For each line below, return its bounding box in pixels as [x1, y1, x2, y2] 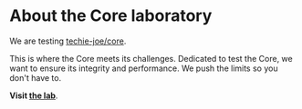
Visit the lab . [9, 90, 58, 101]
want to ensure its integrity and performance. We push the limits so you [9, 63, 278, 74]
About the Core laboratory [9, 5, 213, 26]
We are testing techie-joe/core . [9, 35, 127, 46]
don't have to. [9, 72, 62, 83]
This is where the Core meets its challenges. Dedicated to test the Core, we [9, 53, 294, 64]
